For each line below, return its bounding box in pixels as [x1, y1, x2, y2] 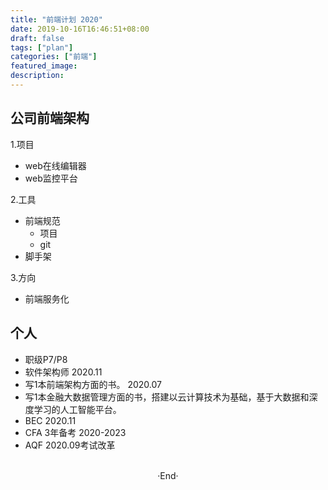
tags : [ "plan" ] [10, 42, 74, 53]
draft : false [10, 33, 65, 43]
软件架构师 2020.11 [24, 366, 103, 378]
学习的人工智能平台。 [33, 403, 122, 415]
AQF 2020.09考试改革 [24, 439, 116, 451]
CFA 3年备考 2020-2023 [24, 426, 127, 438]
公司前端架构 [10, 110, 90, 127]
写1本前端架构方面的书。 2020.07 [24, 378, 162, 390]
